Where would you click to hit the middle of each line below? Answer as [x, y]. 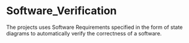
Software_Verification [61, 11]
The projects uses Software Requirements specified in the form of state [94, 27]
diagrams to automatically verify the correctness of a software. [84, 33]
